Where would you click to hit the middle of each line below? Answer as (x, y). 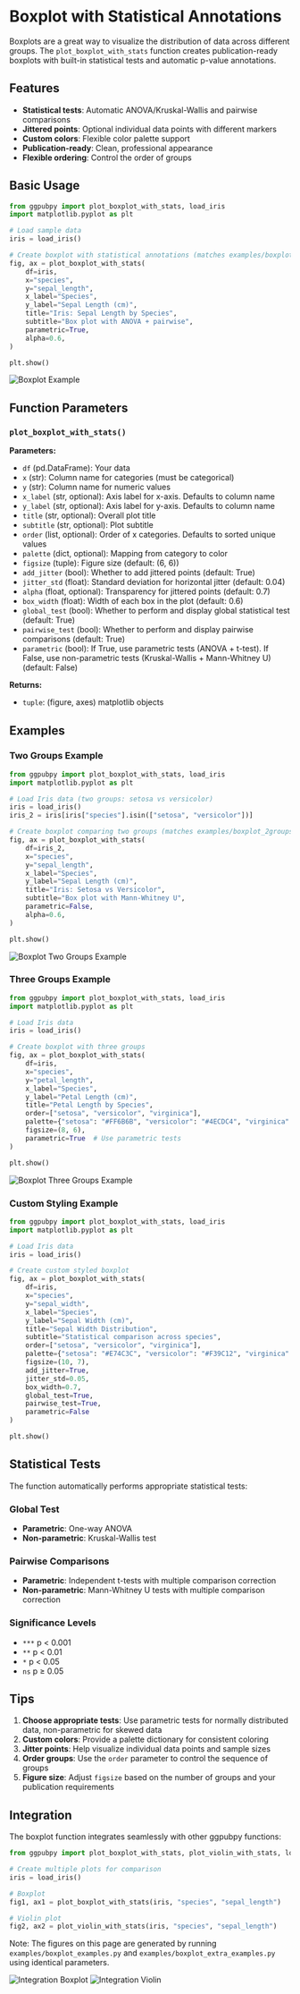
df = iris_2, (46, 848)
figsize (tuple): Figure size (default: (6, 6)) (101, 563)
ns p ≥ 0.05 (43, 1671)
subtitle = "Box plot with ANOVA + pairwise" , (109, 322)
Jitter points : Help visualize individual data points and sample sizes (146, 1749)
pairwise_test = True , (63, 1404)
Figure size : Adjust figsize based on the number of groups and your (149, 1778)
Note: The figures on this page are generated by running (113, 1944)
